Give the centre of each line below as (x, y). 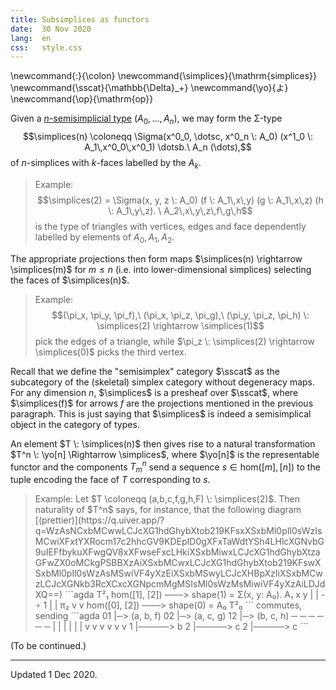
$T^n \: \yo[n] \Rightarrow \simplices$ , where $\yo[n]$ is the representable (165, 454)
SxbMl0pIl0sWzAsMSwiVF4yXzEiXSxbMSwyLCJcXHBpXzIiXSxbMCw (178, 573)
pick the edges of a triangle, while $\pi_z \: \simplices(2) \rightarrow (174, 341)
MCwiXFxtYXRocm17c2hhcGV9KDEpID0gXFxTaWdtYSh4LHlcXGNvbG (179, 542)
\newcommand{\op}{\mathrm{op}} (82, 99)
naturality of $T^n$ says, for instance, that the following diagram (168, 510)
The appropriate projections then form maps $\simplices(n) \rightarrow (156, 258)
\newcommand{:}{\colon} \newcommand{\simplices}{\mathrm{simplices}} (163, 76)
